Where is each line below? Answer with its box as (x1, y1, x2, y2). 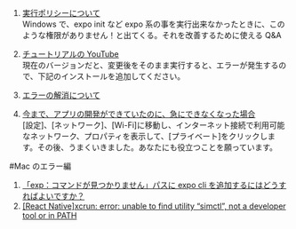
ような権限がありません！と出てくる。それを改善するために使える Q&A (21, 30, 282, 40)
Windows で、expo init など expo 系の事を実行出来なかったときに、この (21, 19, 286, 29)
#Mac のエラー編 (9, 161, 72, 171)
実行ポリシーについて (21, 8, 100, 18)
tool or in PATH (21, 210, 77, 220)
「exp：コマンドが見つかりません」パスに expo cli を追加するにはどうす (21, 180, 287, 190)
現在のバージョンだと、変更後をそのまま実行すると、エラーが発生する (21, 60, 279, 70)
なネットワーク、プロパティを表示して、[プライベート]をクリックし (21, 131, 268, 141)
